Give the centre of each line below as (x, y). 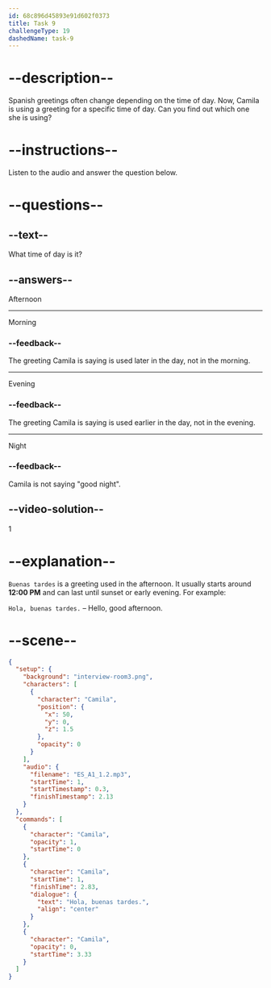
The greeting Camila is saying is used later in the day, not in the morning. (129, 361)
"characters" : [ (50, 685)
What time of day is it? (46, 254)
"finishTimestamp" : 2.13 (71, 797)
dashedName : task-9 (41, 38)
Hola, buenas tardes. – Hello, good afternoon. (85, 608)
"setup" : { (34, 669)
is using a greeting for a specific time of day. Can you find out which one (129, 109)
